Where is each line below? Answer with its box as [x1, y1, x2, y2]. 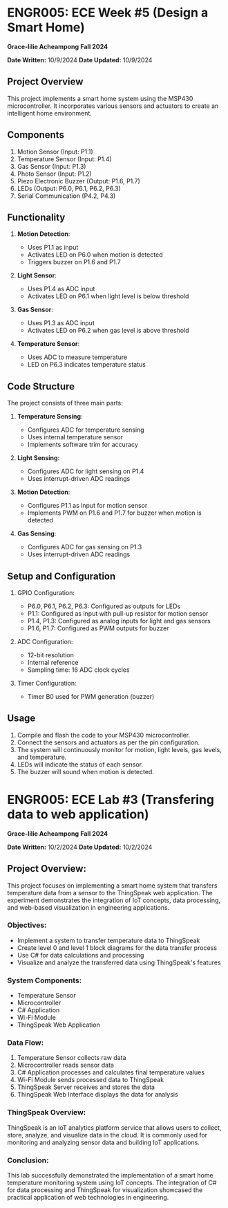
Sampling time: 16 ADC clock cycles [27, 666, 130, 674]
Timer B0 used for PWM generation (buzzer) [27, 693, 155, 700]
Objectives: [7, 920, 47, 930]
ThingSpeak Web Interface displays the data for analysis [17, 1090, 178, 1099]
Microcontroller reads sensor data [17, 1061, 114, 1070]
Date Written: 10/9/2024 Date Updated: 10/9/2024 [7, 55, 153, 64]
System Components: [7, 976, 82, 985]
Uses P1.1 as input [27, 244, 79, 252]
